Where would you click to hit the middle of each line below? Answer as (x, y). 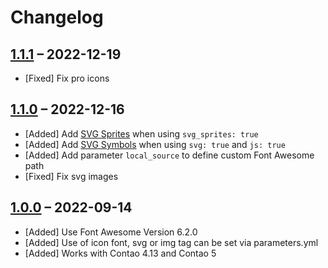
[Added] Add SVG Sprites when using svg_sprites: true (141, 133)
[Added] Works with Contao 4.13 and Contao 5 (120, 253)
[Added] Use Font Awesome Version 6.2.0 (111, 232)
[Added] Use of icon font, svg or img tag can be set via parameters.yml (171, 242)
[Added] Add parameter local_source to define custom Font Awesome (169, 155)
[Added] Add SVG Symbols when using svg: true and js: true (155, 144)
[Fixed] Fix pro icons (67, 78)
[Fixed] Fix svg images (71, 176)
